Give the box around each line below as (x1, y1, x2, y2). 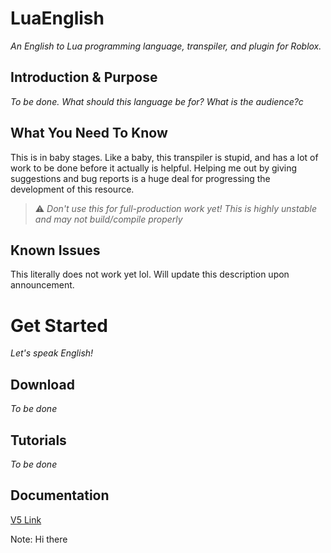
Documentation (10, 487, 110, 504)
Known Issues (10, 242, 101, 259)
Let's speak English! (10, 347, 94, 359)
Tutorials (10, 432, 67, 449)
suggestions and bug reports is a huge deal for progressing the (10, 172, 271, 184)
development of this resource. (10, 183, 135, 195)
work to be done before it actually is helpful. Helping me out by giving (10, 162, 298, 174)
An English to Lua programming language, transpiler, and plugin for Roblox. (10, 40, 322, 52)
